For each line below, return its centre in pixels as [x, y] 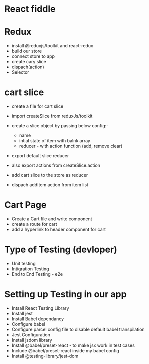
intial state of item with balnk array [55, 141]
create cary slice [29, 62]
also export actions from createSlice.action [56, 165]
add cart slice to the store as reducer [50, 175]
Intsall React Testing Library [40, 308]
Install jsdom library [32, 340]
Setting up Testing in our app [66, 295]
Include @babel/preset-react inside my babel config [65, 350]
